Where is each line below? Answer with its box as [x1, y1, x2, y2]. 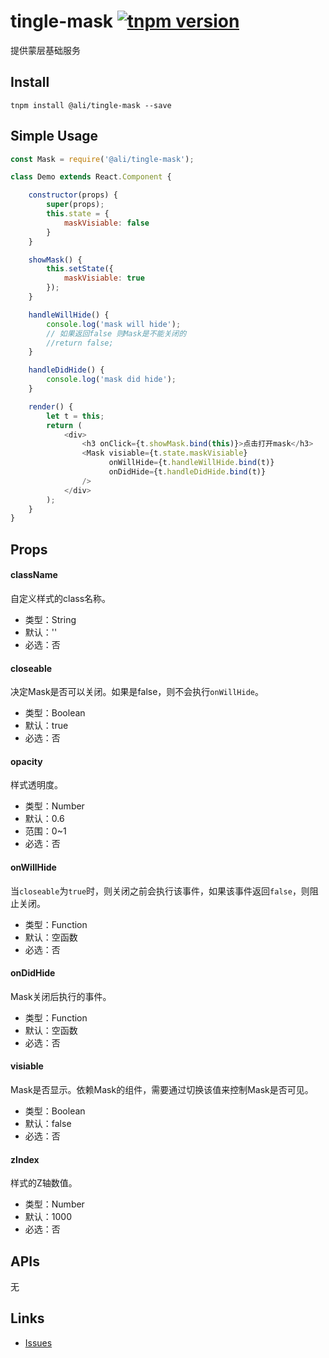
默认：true [24, 720, 69, 732]
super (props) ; [46, 200, 105, 210]
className [10, 569, 58, 581]
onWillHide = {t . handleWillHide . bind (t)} [108, 458, 275, 468]
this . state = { [46, 209, 110, 219]
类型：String [24, 613, 77, 625]
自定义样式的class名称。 [10, 592, 112, 604]
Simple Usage [10, 128, 99, 145]
